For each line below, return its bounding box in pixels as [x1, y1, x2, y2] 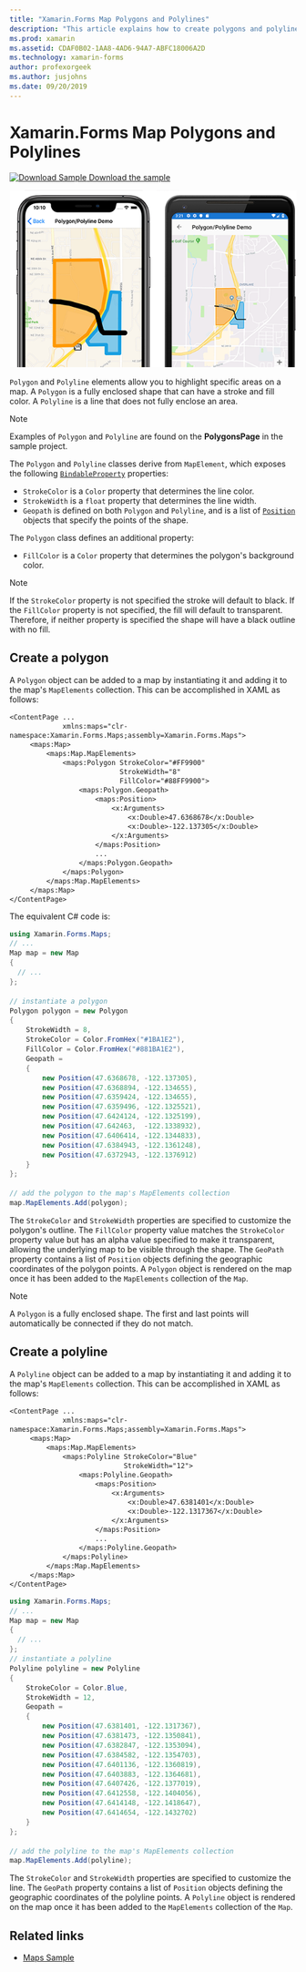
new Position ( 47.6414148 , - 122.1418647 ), [42, 1799, 202, 1808]
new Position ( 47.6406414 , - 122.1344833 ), [42, 1130, 202, 1140]
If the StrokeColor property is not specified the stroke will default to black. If [9, 595, 295, 606]
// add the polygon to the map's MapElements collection [9, 1189, 230, 1198]
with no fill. [9, 624, 51, 635]
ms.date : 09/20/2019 [9, 82, 88, 91]
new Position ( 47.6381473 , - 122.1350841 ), [42, 1732, 202, 1741]
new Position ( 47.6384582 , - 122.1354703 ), [42, 1750, 202, 1760]
